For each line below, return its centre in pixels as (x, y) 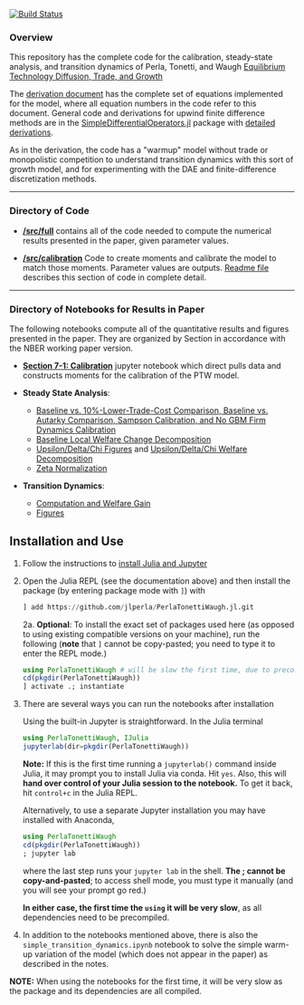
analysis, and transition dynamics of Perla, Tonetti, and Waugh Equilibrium (147, 67)
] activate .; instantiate (73, 687)
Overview (31, 37)
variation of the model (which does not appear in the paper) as (152, 954)
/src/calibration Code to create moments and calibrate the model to (149, 257)
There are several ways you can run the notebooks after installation (148, 704)
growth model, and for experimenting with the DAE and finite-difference (143, 169)
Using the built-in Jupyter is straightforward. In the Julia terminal (143, 721)
